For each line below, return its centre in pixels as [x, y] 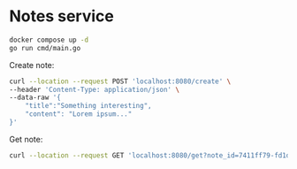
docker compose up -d [49, 40]
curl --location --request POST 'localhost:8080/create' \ [120, 81]
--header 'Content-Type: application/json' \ [94, 89]
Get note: [26, 139]
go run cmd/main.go [45, 48]
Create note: [32, 65]
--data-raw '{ [35, 98]
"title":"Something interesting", [88, 106]
